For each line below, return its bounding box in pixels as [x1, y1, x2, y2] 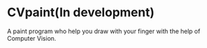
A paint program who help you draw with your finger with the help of [7, 27, 201, 35]
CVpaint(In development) [7, 5, 155, 20]
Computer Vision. [7, 34, 57, 42]
